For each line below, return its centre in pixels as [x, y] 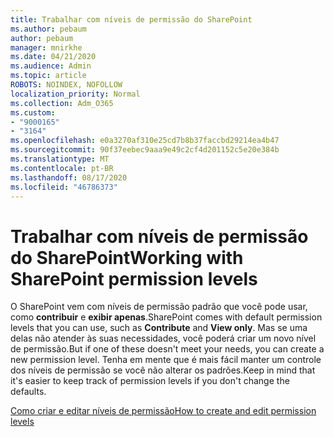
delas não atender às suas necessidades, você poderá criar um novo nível [163, 338]
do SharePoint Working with [127, 257]
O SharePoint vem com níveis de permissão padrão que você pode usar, [159, 307]
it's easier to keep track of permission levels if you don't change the [150, 381]
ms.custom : [33, 112]
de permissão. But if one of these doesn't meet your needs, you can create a [167, 349]
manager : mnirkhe [46, 47]
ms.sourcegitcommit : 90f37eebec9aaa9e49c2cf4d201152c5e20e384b [145, 150]
